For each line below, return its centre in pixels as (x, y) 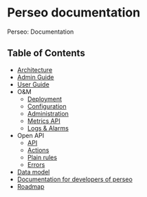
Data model (33, 172)
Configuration (47, 106)
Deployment (45, 99)
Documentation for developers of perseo (75, 179)
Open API (31, 135)
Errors (36, 164)
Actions (38, 150)
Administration (48, 113)
